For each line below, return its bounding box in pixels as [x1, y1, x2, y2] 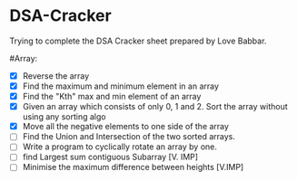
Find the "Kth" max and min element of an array [22, 91, 202, 102]
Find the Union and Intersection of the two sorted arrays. [22, 131, 236, 142]
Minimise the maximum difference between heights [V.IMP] [22, 162, 244, 173]
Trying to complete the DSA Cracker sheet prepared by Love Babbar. [9, 35, 267, 46]
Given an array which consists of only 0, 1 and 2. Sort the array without [22, 101, 288, 112]
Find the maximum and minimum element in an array [22, 81, 220, 91]
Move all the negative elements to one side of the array [22, 121, 230, 132]
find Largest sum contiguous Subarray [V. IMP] [22, 151, 198, 163]
